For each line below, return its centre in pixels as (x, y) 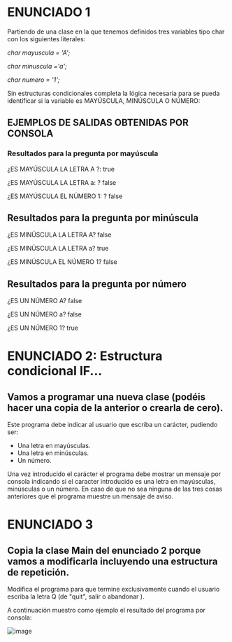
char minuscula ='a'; (37, 66)
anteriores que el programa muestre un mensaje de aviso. (90, 496)
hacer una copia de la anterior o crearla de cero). (115, 408)
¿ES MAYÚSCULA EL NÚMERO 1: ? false (65, 196)
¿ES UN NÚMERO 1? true (43, 328)
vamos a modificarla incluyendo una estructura (113, 561)
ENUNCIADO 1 (49, 12)
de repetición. (38, 572)
